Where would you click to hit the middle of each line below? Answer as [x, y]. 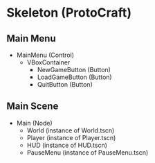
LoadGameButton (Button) [74, 77]
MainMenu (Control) [45, 55]
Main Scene [33, 106]
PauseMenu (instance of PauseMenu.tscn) [88, 152]
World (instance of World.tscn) [71, 130]
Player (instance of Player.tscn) [71, 137]
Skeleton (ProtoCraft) [69, 13]
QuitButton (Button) [65, 84]
